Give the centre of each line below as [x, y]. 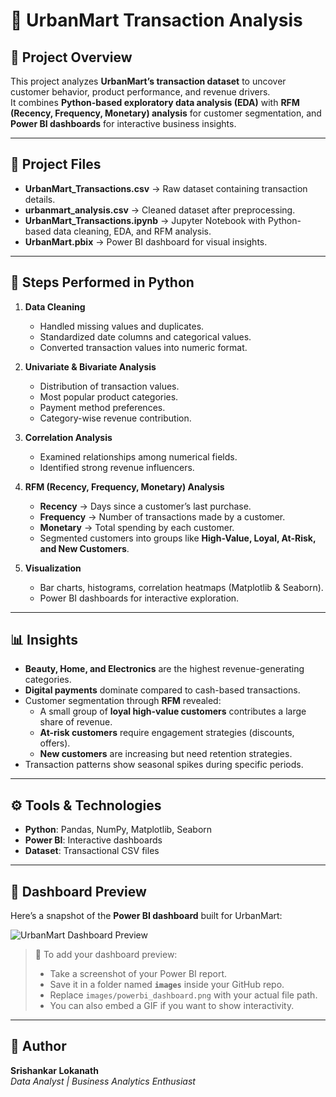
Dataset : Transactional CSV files [92, 851]
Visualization [53, 568]
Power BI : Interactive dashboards [93, 840]
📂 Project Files [56, 164]
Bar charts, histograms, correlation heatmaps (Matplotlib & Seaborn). [181, 587]
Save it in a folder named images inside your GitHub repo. [167, 985]
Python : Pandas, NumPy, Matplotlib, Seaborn [118, 830]
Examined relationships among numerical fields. [138, 456]
